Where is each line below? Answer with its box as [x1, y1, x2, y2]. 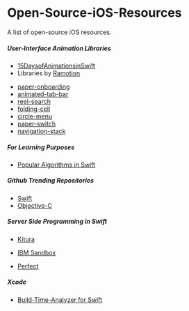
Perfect [17, 261, 39, 270]
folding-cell [17, 105, 51, 113]
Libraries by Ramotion [17, 68, 81, 77]
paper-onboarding [17, 82, 70, 91]
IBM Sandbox [17, 248, 56, 257]
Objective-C [17, 201, 53, 210]
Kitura [17, 235, 35, 243]
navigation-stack [17, 127, 66, 135]
